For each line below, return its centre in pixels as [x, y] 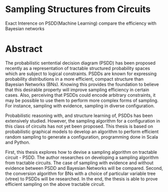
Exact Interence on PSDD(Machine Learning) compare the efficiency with [81, 23]
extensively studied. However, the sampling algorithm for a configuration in [83, 121]
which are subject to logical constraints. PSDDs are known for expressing [81, 74]
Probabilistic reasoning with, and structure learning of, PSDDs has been [79, 115]
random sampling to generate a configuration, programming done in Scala [82, 137]
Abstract [24, 49]
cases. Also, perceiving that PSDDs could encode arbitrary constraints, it [80, 95]
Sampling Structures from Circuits [78, 9]
